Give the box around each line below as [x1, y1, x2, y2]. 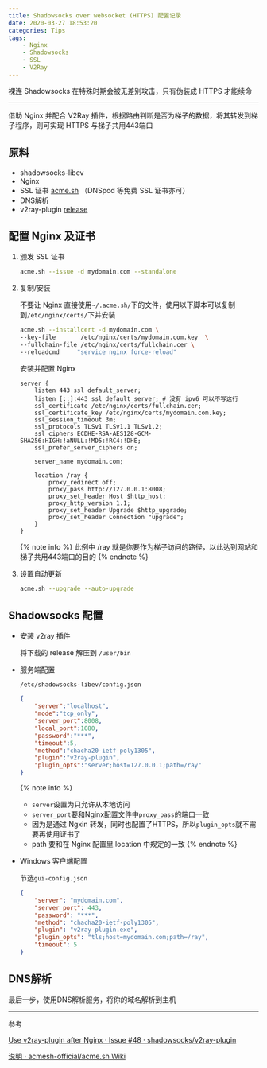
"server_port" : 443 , [34, 903, 103, 911]
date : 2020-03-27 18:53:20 [8, 19, 98, 27]
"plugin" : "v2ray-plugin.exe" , [34, 926, 138, 934]
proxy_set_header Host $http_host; [48, 492, 167, 500]
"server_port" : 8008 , [34, 717, 103, 725]
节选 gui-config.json [19, 873, 88, 883]
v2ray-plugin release [19, 204, 88, 214]
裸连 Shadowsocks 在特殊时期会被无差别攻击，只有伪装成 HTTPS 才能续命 [8, 86, 253, 95]
